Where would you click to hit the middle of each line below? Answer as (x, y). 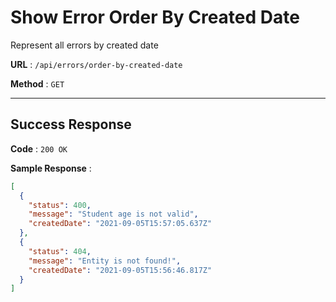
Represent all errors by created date (84, 45)
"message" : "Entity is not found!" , (105, 261)
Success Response (71, 124)
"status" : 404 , (60, 251)
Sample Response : (51, 168)
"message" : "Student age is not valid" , (113, 214)
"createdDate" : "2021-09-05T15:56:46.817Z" (120, 270)
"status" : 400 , (60, 205)
